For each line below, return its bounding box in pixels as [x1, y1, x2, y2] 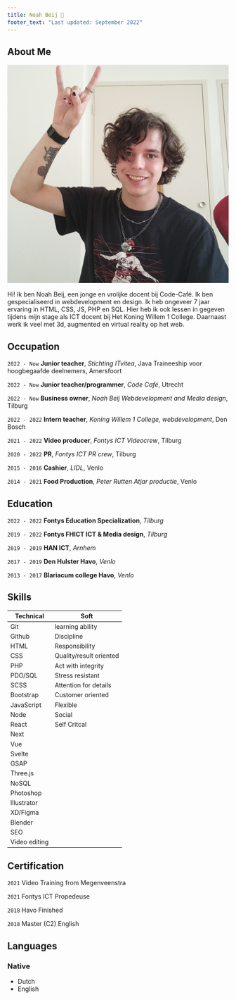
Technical [15, 612, 44, 620]
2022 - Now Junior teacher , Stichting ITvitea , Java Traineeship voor [7, 359, 202, 368]
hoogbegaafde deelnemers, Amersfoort [7, 367, 122, 375]
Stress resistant [54, 671, 100, 680]
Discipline [54, 632, 83, 640]
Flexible [54, 701, 77, 709]
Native [7, 961, 30, 971]
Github [10, 632, 30, 640]
